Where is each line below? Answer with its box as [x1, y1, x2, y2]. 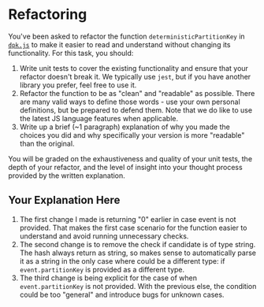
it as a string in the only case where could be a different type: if [19, 256, 225, 265]
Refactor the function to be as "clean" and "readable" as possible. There [19, 88, 255, 98]
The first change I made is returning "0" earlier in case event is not [19, 214, 236, 224]
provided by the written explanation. [8, 171, 126, 180]
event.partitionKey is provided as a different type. [19, 264, 185, 274]
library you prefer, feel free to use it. [19, 80, 137, 90]
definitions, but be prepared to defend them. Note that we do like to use [19, 105, 253, 115]
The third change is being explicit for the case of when [19, 273, 197, 283]
